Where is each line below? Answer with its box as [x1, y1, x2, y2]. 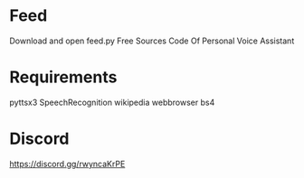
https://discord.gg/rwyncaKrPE [9, 158, 126, 169]
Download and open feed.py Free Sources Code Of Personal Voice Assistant [9, 35, 295, 46]
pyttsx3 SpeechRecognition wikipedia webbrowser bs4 [9, 97, 215, 108]
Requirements [9, 67, 118, 88]
